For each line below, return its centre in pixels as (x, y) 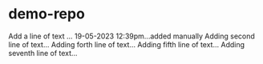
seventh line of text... (43, 53)
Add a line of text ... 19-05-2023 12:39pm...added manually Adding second (131, 36)
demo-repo (47, 14)
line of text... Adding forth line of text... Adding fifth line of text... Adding (127, 44)
